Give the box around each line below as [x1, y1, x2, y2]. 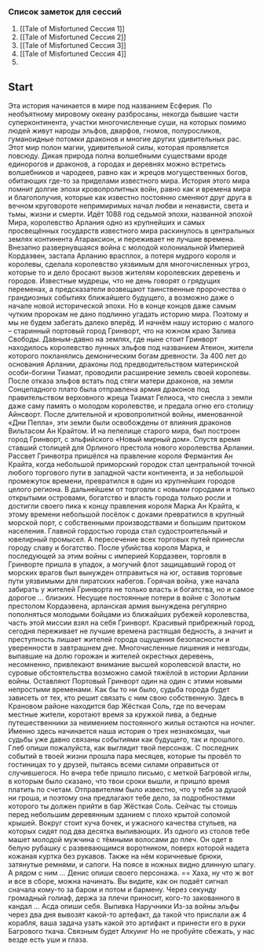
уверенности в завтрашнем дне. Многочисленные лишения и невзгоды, [8, 643, 251, 653]
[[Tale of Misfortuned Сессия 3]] [19, 41, 126, 50]
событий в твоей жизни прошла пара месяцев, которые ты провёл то [8, 752, 242, 761]
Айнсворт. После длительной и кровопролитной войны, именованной [8, 410, 243, 419]
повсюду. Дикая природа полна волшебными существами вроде [8, 151, 228, 161]
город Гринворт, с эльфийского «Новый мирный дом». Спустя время [8, 435, 241, 444]
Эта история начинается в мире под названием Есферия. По [8, 101, 213, 111]
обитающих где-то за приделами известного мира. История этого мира [8, 176, 250, 186]
